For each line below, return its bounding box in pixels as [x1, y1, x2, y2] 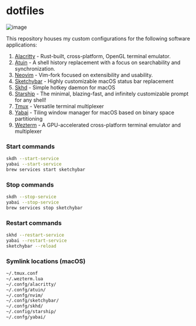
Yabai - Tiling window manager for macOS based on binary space [14, 109, 175, 116]
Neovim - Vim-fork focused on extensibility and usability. [14, 71, 153, 78]
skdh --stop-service [6, 194, 57, 200]
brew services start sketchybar [6, 167, 85, 172]
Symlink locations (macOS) [6, 257, 86, 265]
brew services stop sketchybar [6, 205, 83, 211]
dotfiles [6, 4, 45, 18]
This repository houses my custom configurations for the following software [6, 35, 190, 42]
